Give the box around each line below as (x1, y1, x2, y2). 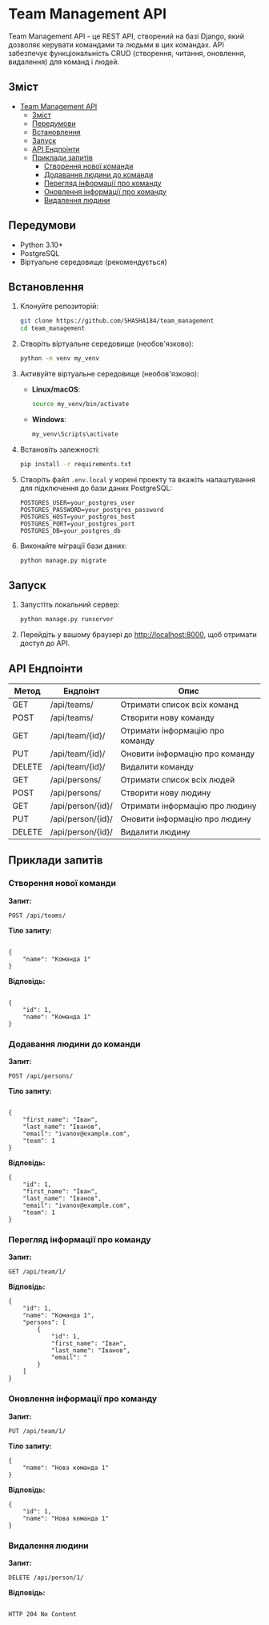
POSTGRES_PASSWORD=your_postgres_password (19, 506, 164, 514)
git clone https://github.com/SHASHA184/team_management (19, 317, 215, 325)
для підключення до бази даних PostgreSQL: (19, 483, 173, 493)
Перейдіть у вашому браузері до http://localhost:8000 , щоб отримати (19, 630, 258, 640)
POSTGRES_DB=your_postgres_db (19, 526, 122, 534)
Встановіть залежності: (19, 445, 100, 454)
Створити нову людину (120, 787, 211, 798)
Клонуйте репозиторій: (19, 302, 98, 311)
